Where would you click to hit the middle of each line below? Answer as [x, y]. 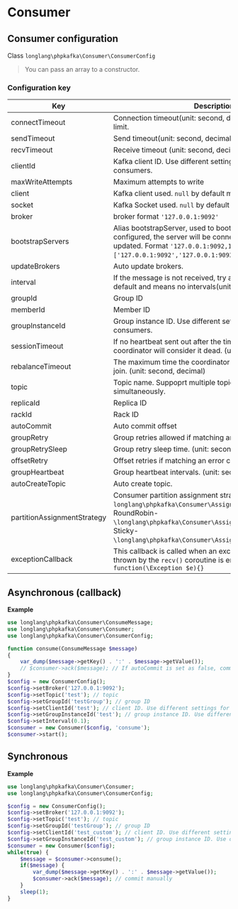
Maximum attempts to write [158, 182]
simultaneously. [140, 391]
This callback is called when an [165, 551]
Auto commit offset [145, 426]
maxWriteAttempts [42, 182]
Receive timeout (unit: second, [164, 150]
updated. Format [141, 246]
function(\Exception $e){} [158, 568]
